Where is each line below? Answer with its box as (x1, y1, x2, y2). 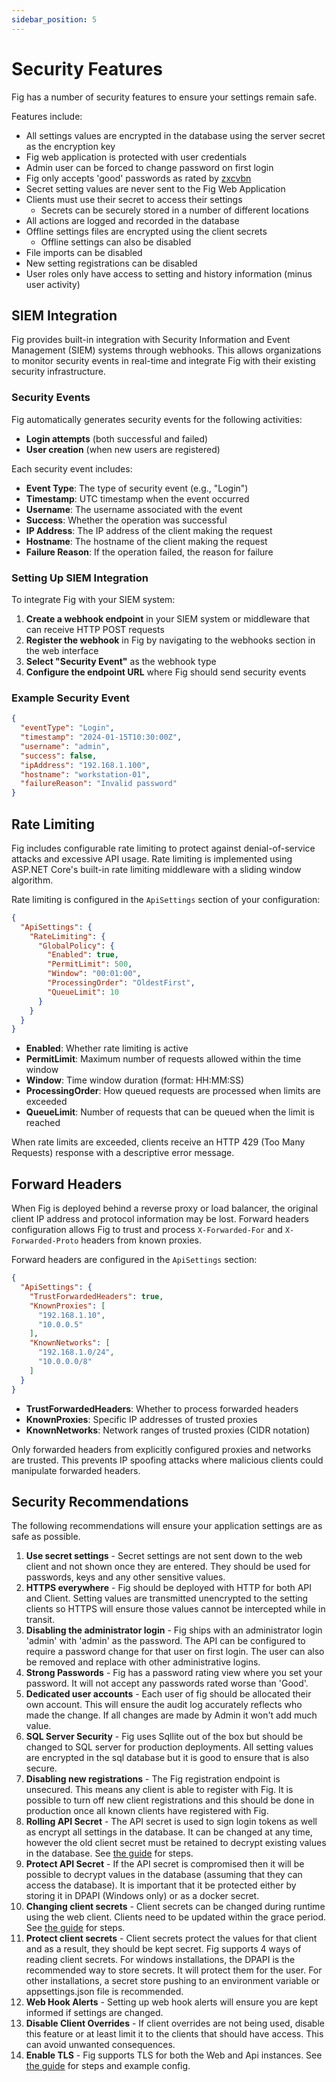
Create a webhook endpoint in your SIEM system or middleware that (25, 612, 311, 625)
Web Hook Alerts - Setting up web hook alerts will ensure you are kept (25, 1996, 319, 2008)
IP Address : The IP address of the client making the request (25, 524, 273, 536)
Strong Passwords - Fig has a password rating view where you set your (25, 1667, 323, 1679)
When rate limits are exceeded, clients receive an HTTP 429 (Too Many (11, 1136, 306, 1148)
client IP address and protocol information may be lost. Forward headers (11, 1213, 309, 1225)
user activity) (25, 278, 81, 290)
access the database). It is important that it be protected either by (25, 1879, 297, 1891)
